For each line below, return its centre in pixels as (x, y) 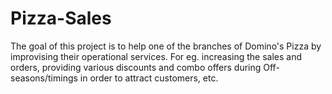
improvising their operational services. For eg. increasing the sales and (156, 56)
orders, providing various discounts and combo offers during (136, 67)
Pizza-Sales (61, 18)
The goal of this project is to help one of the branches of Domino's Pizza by (166, 46)
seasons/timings (44, 78)
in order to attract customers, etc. (149, 78)
